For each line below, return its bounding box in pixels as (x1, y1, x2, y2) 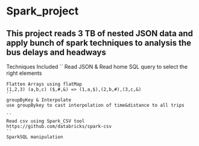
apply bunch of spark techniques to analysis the (6, 37, 192, 48)
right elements (6, 69, 42, 77)
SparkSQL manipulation (6, 134, 63, 140)
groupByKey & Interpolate (6, 97, 71, 103)
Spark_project (6, 4, 79, 18)
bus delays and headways (6, 47, 107, 57)
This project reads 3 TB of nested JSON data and (6, 28, 194, 39)
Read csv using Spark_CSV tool (6, 118, 85, 124)
